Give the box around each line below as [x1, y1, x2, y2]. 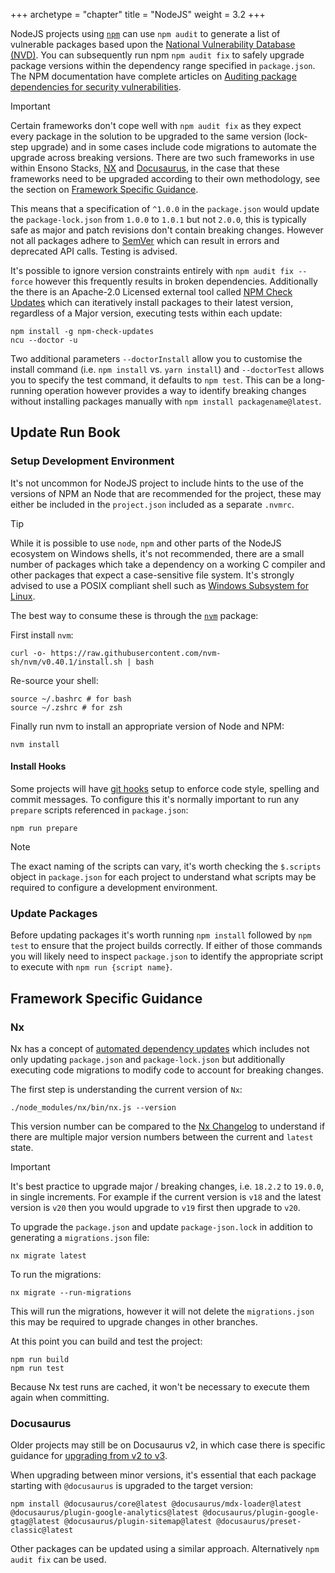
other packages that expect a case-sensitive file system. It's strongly [10, 569, 295, 581]
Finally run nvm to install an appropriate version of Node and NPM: [10, 720, 285, 732]
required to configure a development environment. [10, 881, 218, 893]
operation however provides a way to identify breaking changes [44, 385, 307, 396]
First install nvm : [10, 629, 74, 641]
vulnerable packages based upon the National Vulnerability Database [10, 39, 296, 50]
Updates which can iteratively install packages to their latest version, [10, 297, 294, 308]
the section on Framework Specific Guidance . [10, 184, 199, 195]
